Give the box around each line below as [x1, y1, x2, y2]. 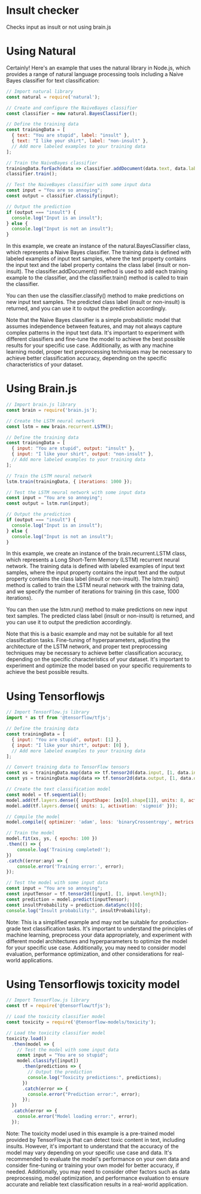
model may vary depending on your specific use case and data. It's [6, 1149, 172, 1156]
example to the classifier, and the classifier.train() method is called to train [6, 274, 188, 281]
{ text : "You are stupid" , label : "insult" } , [11, 132, 130, 138]
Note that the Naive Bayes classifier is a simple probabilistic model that [6, 317, 181, 324]
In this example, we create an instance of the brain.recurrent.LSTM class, [6, 550, 187, 557]
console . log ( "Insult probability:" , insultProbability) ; [6, 907, 151, 913]
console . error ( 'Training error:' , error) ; [17, 863, 124, 870]
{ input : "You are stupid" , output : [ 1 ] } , [11, 737, 121, 743]
